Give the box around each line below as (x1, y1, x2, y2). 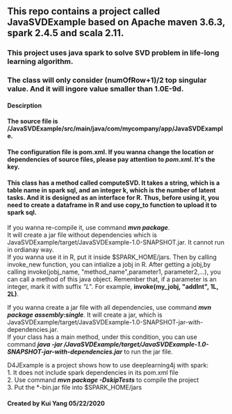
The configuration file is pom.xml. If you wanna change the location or (7, 148, 214, 156)
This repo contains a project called (7, 6, 160, 17)
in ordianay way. (7, 246, 54, 254)
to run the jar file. (124, 347, 173, 356)
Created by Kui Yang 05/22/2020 (7, 399, 106, 407)
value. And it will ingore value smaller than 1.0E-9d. (7, 84, 184, 94)
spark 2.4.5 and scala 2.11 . (7, 27, 124, 39)
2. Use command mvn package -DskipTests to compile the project (7, 376, 199, 384)
